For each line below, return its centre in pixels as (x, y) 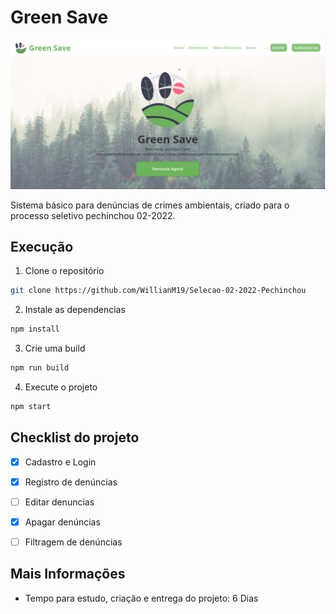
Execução (42, 247)
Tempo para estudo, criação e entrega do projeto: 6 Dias (141, 598)
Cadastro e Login (60, 462)
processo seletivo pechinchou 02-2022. (93, 215)
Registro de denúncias (71, 482)
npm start (31, 407)
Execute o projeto (61, 387)
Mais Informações (68, 574)
